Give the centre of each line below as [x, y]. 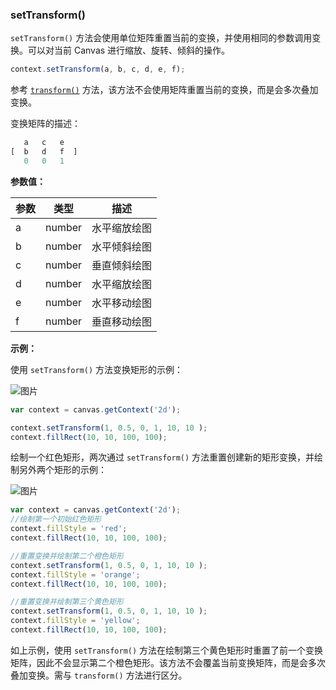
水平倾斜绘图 [122, 246]
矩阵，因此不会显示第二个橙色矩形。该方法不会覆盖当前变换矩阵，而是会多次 [168, 662]
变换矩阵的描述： [45, 124]
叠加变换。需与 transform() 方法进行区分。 [99, 675]
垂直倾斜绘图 [122, 265]
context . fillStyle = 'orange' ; [75, 574]
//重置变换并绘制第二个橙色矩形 [67, 556]
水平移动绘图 [122, 303]
